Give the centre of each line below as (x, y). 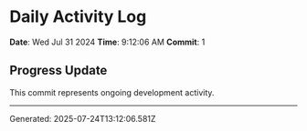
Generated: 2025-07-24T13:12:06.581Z (83, 118)
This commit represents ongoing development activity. (112, 92)
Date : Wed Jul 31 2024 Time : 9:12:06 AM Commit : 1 (107, 42)
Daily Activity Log (78, 17)
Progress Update (58, 71)
